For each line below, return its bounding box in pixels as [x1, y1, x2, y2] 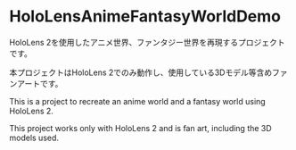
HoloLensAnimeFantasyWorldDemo [9, 6, 282, 27]
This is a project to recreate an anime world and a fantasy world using [9, 96, 266, 106]
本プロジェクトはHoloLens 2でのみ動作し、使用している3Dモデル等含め [9, 67, 273, 78]
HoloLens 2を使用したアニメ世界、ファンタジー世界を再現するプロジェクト [9, 37, 285, 47]
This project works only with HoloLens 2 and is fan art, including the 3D [9, 122, 272, 133]
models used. [9, 132, 60, 143]
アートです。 [16, 78, 63, 88]
